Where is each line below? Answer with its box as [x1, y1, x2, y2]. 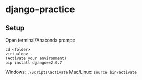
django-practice [5, 4, 75, 15]
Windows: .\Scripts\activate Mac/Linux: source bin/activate [5, 69, 137, 75]
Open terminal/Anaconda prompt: [5, 37, 75, 43]
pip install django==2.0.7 [5, 60, 62, 65]
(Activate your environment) [5, 56, 67, 61]
